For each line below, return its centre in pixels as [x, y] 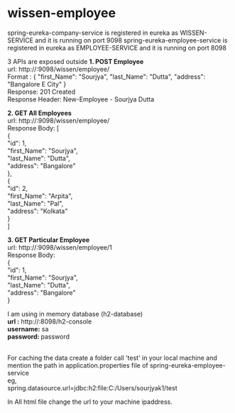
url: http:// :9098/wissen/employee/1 [60, 247]
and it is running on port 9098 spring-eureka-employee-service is [131, 40]
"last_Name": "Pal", [35, 203]
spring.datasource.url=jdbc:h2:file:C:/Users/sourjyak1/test [92, 387]
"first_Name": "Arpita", [40, 196]
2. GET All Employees [40, 113]
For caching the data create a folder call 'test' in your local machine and [113, 358]
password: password [38, 336]
